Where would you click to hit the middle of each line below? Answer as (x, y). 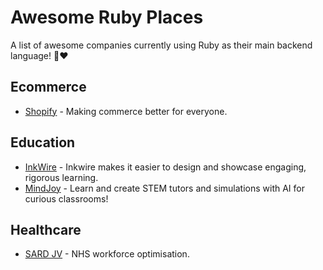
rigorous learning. (61, 177)
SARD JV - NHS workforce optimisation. (107, 254)
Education (43, 142)
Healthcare (46, 229)
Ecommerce (48, 87)
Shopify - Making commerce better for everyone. (126, 111)
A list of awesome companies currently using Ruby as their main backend (161, 45)
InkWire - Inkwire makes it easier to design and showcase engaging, (165, 167)
